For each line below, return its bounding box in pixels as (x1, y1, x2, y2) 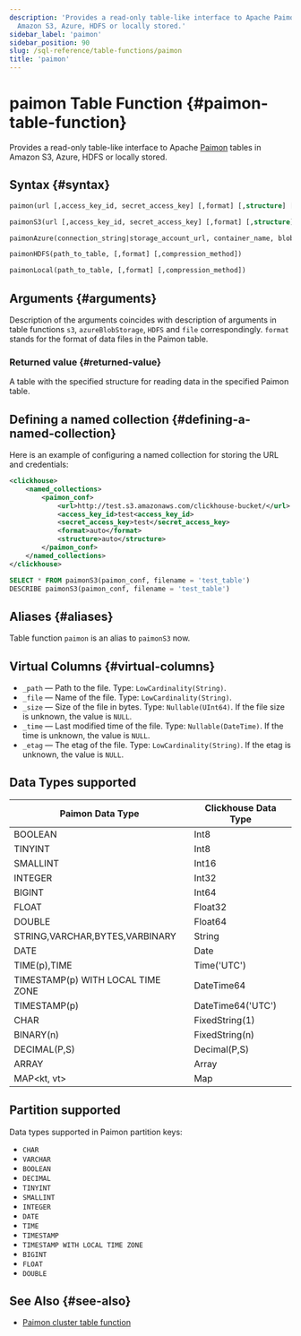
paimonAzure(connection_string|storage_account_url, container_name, (9, 234, 275, 243)
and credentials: (9, 459, 69, 470)
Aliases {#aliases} (9, 608, 114, 624)
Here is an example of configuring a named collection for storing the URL (9, 450, 279, 461)
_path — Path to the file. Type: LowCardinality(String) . (21, 683, 227, 694)
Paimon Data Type (59, 807, 140, 820)
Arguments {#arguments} (9, 290, 158, 306)
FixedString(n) (193, 1028, 255, 1040)
